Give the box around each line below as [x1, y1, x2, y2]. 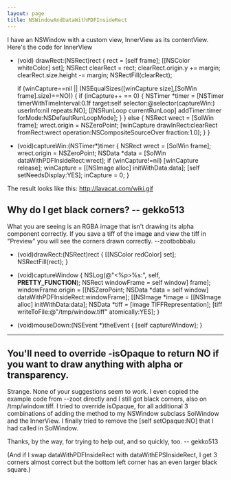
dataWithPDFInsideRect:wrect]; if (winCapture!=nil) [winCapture [16, 156, 199, 164]
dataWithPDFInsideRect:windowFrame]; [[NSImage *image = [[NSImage [16, 293, 221, 301]
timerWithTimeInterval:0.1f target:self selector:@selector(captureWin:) [16, 99, 215, 107]
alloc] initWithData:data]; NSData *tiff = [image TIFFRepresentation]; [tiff [16, 301, 223, 309]
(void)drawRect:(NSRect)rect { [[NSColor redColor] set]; [16, 250, 177, 259]
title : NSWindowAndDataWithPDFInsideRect [7, 17, 128, 23]
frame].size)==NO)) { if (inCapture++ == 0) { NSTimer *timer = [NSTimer [16, 91, 224, 100]
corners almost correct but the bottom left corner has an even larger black [7, 458, 218, 466]
